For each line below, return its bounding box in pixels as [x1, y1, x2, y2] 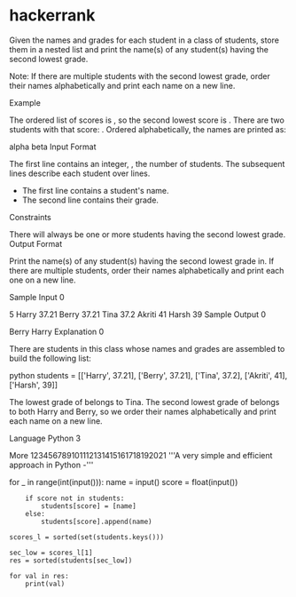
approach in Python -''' [9, 459, 94, 470]
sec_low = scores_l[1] [9, 548, 93, 557]
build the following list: [9, 353, 91, 363]
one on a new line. [9, 275, 76, 285]
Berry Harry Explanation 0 [9, 326, 105, 337]
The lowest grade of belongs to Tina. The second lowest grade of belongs [9, 396, 280, 407]
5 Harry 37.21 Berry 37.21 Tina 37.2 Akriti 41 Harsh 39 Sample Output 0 [9, 308, 267, 320]
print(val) [25, 579, 66, 588]
